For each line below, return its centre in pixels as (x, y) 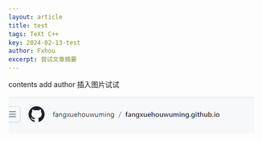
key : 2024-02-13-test (45, 43)
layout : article (35, 17)
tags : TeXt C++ (34, 34)
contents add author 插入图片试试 (64, 84)
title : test (28, 25)
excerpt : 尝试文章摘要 (43, 60)
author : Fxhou (32, 51)
